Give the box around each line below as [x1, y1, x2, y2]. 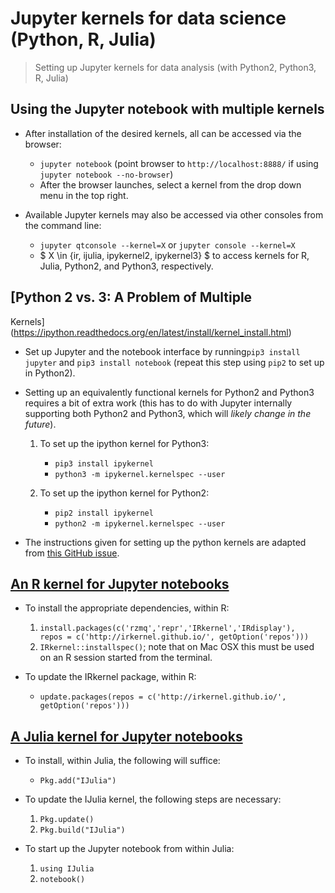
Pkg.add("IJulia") [39, 776, 117, 786]
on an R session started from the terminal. [39, 652, 213, 664]
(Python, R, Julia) [10, 28, 157, 51]
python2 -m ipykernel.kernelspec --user [54, 518, 226, 529]
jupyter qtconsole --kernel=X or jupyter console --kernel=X [39, 238, 296, 251]
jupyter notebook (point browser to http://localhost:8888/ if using [39, 157, 319, 169]
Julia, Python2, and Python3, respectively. [39, 260, 214, 272]
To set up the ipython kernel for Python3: [39, 437, 210, 449]
